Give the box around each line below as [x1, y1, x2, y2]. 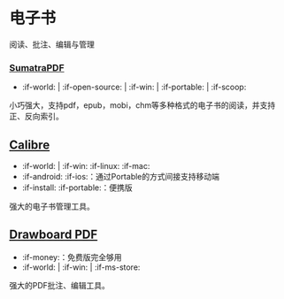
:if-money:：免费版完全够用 [21, 251, 122, 262]
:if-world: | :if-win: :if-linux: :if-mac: [21, 161, 150, 172]
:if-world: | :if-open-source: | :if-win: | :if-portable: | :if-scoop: [21, 81, 247, 93]
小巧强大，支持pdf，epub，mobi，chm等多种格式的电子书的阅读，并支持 [9, 100, 276, 111]
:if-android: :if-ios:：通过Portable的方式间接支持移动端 [21, 172, 219, 182]
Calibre [9, 137, 50, 152]
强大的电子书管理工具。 [9, 201, 95, 212]
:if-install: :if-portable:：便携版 [21, 182, 133, 193]
